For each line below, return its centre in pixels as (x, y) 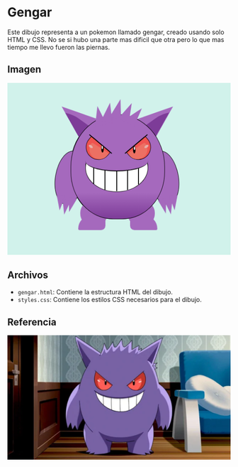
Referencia (32, 322)
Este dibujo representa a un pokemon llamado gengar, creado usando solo (116, 32)
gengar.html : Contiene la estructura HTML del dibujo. (95, 292)
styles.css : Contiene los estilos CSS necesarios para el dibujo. (109, 300)
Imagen (24, 69)
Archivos (28, 275)
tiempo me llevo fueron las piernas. (59, 47)
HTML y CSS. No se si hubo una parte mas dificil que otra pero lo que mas (116, 39)
